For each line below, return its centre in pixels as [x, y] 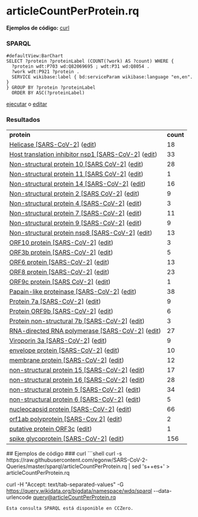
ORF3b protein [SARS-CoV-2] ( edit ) [61, 252]
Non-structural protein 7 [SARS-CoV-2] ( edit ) [75, 213]
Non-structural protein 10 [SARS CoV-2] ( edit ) [76, 164]
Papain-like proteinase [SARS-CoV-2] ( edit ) [73, 291]
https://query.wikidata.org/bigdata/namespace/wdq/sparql [79, 490]
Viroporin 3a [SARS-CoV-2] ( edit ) [58, 340]
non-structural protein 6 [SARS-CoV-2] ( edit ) [75, 399]
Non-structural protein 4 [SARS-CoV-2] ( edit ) [75, 203]
